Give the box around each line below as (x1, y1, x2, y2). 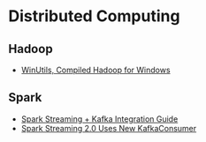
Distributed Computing (8, 6, 180, 26)
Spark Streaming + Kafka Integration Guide (20, 113, 179, 124)
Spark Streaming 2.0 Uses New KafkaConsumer (20, 123, 197, 133)
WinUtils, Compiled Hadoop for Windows (20, 64, 171, 75)
